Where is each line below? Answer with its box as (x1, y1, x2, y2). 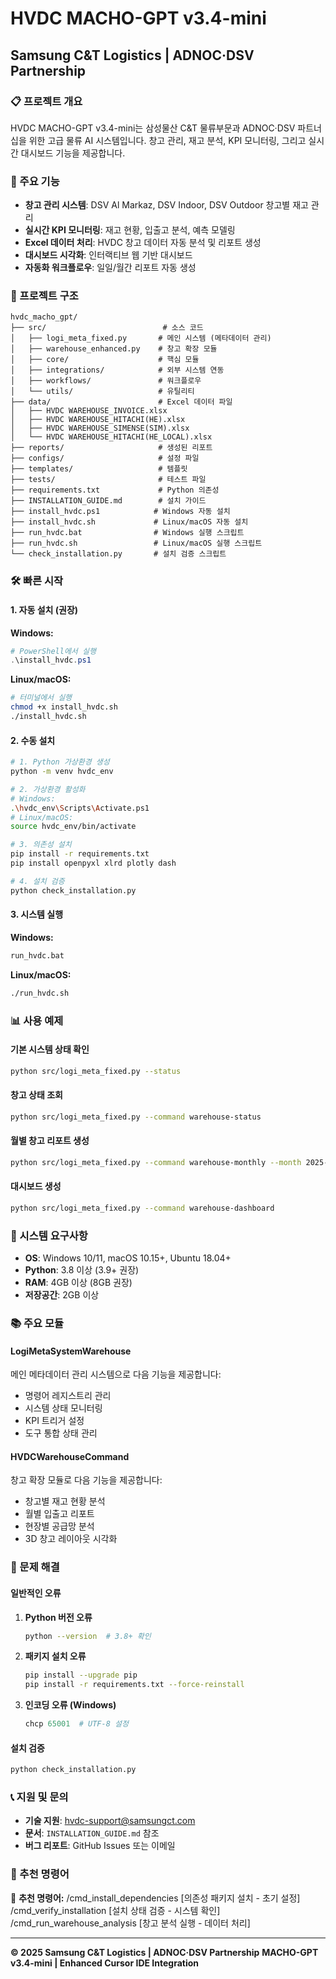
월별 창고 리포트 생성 (10, 1135, 90, 1147)
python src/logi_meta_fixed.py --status (10, 1066, 182, 1076)
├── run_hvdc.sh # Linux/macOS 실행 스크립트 (10, 538, 263, 549)
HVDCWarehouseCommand (10, 1450, 130, 1462)
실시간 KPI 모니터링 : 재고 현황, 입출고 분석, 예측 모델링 (24, 224, 236, 236)
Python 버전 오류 (24, 1611, 93, 1623)
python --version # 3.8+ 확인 (24, 1631, 152, 1641)
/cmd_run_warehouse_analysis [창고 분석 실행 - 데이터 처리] (10, 1917, 251, 1929)
